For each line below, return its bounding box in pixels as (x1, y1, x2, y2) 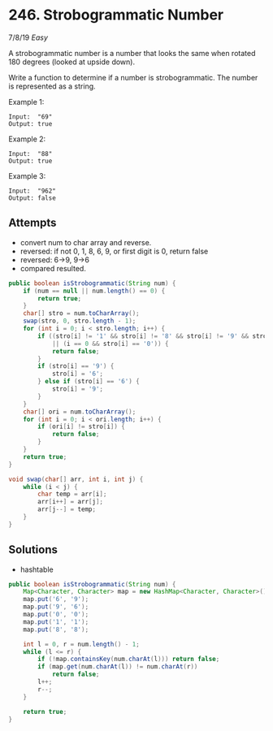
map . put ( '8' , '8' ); (23, 625, 89, 634)
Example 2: (8, 134, 46, 144)
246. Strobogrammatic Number (8, 6, 224, 24)
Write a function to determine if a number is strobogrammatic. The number (8, 72, 258, 82)
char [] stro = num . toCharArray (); (23, 309, 140, 318)
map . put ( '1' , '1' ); (23, 617, 89, 626)
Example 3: (8, 171, 46, 180)
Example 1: (8, 97, 45, 106)
